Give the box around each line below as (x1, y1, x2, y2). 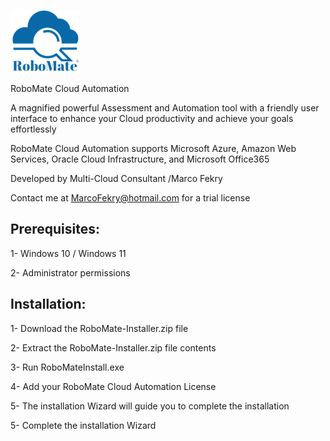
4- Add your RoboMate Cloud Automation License (10, 380, 217, 392)
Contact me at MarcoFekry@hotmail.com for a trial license (10, 192, 251, 204)
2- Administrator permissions (10, 266, 131, 279)
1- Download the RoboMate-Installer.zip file (10, 322, 189, 334)
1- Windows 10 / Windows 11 (10, 247, 127, 259)
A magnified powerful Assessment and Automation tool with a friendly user (10, 102, 320, 114)
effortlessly (10, 123, 57, 135)
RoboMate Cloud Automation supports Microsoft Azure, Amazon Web (10, 143, 297, 154)
